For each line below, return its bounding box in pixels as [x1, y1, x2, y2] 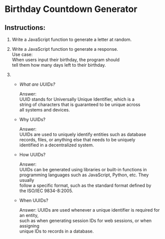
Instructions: [4, 23, 46, 32]
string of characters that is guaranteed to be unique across [19, 102, 141, 108]
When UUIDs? [19, 198, 48, 203]
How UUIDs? [19, 152, 46, 157]
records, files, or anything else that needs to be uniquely [19, 137, 136, 142]
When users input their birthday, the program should [11, 57, 120, 63]
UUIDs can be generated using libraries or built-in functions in [19, 167, 147, 172]
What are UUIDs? [19, 81, 55, 87]
